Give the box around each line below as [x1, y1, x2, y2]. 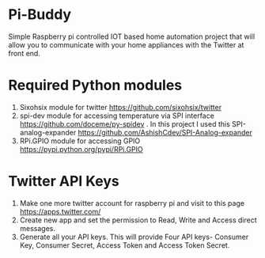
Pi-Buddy [8, 6, 72, 24]
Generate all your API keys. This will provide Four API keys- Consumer [19, 232, 249, 241]
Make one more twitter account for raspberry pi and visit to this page [19, 198, 245, 207]
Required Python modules [8, 77, 183, 94]
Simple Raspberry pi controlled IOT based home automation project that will [8, 32, 256, 41]
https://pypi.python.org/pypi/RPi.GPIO [19, 144, 144, 154]
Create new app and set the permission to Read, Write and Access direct [19, 215, 257, 225]
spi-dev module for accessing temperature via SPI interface [19, 111, 215, 120]
